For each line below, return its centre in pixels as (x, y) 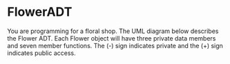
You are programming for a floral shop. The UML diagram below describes (113, 31)
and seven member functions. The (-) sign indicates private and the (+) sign (115, 45)
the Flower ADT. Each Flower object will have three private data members (112, 38)
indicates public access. (41, 53)
